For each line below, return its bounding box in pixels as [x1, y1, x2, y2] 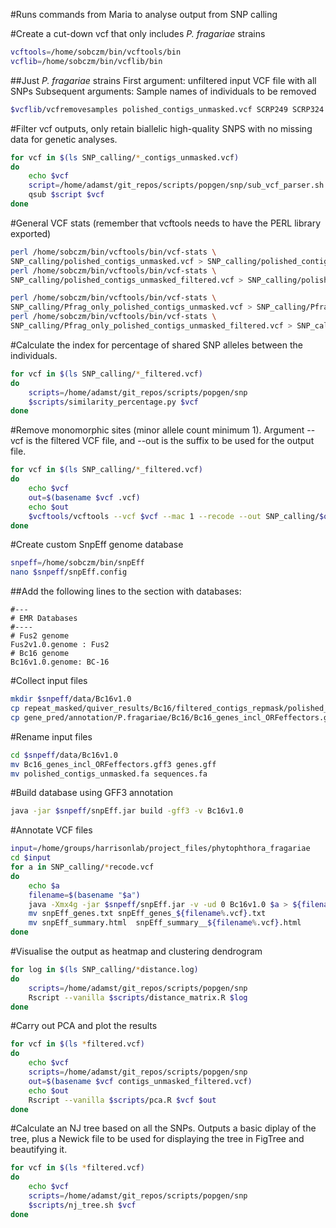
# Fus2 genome [10, 631, 70, 641]
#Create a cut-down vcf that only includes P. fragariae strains [10, 28, 266, 39]
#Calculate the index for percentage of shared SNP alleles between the [10, 339, 303, 351]
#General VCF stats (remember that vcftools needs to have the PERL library [10, 217, 321, 229]
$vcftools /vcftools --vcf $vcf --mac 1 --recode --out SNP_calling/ [28, 511, 320, 521]
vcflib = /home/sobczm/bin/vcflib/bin [10, 56, 163, 66]
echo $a [28, 880, 60, 891]
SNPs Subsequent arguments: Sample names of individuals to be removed [10, 85, 317, 97]
